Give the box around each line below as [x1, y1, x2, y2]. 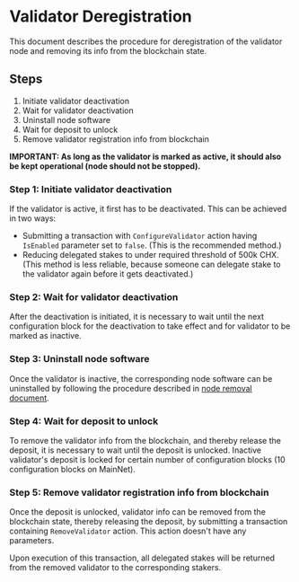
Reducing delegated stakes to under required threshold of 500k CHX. [22, 250, 280, 260]
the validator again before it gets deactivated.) [22, 269, 194, 279]
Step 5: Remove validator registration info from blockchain [9, 486, 269, 498]
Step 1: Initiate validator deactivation [9, 182, 172, 195]
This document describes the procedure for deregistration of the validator [9, 36, 283, 47]
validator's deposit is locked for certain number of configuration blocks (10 [9, 454, 286, 464]
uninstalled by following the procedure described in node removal [9, 383, 253, 393]
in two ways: [9, 213, 57, 224]
